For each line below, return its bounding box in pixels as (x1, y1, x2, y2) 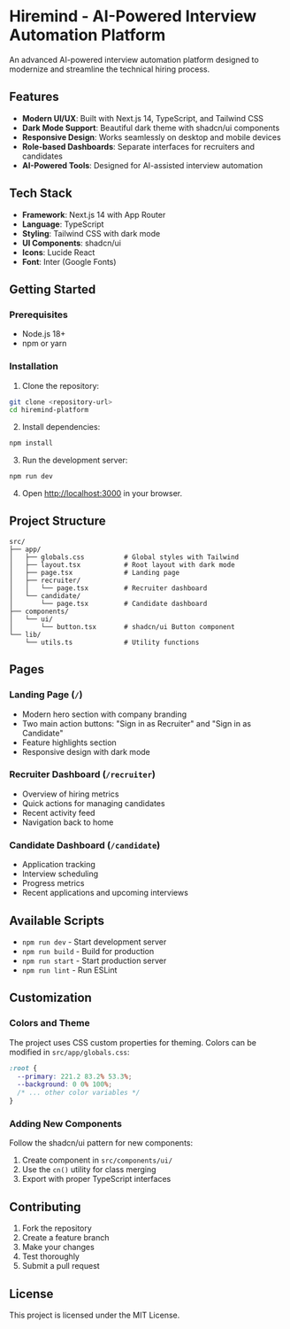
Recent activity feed (21, 807, 95, 818)
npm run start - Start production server (21, 955, 167, 966)
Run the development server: (21, 455, 128, 466)
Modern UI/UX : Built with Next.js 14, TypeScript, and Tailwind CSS (21, 113, 263, 123)
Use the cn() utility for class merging (21, 1164, 156, 1175)
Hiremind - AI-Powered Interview (9, 6, 257, 27)
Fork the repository (21, 1223, 93, 1233)
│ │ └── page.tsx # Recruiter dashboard (9, 583, 208, 593)
